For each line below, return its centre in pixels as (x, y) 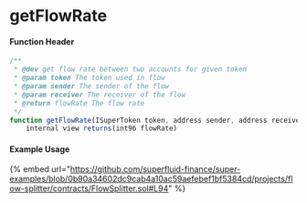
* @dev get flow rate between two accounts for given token (130, 69)
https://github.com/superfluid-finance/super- (155, 169)
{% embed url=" (40, 169)
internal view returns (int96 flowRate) (102, 128)
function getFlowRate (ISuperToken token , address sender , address (138, 120)
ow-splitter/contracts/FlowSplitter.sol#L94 (89, 188)
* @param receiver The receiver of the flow (99, 95)
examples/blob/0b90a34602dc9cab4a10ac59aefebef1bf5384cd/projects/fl (151, 179)
